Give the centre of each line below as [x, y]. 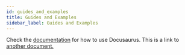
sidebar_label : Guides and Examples [52, 23]
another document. [30, 46]
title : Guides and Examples [42, 17]
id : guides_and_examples [37, 12]
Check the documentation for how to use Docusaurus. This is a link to [93, 40]
